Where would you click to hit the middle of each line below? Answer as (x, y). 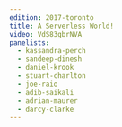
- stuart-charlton (52, 76)
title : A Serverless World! (62, 26)
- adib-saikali (46, 92)
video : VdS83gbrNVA (46, 34)
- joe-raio (38, 84)
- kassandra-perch (52, 51)
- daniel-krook (46, 68)
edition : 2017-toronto (52, 17)
